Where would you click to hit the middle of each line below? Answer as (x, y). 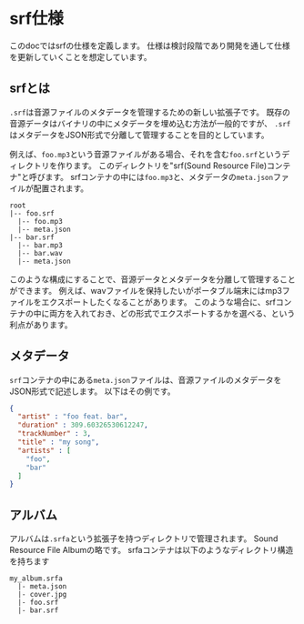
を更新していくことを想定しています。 (81, 56)
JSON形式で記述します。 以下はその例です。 (92, 391)
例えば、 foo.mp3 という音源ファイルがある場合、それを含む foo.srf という (146, 154)
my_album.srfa (36, 579)
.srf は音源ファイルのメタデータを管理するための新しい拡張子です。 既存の (150, 112)
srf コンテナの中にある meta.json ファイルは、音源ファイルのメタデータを (146, 379)
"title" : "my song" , (59, 442)
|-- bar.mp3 (41, 245)
